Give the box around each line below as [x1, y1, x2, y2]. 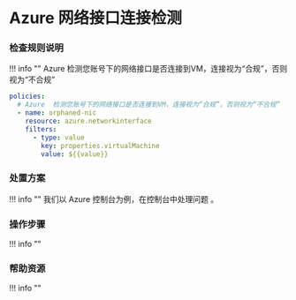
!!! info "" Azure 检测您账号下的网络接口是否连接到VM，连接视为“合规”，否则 [9, 64, 288, 74]
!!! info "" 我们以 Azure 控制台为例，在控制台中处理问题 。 [9, 193, 219, 204]
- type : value [32, 133, 86, 142]
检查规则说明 [9, 41, 65, 54]
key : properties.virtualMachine [41, 141, 161, 150]
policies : [9, 92, 46, 101]
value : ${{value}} [41, 149, 109, 159]
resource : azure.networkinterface [25, 116, 152, 126]
